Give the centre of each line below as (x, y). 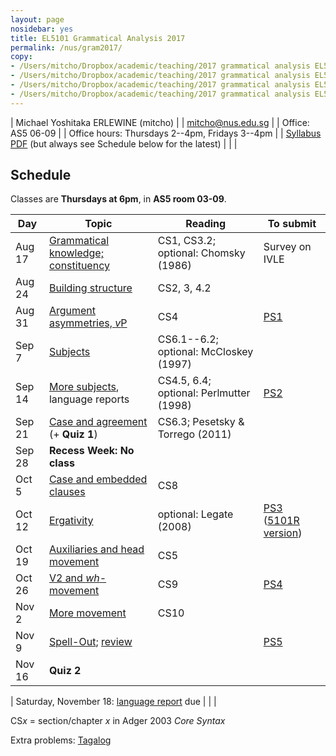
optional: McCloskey (205, 352)
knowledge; (76, 253)
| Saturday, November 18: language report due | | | (113, 702)
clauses (67, 492)
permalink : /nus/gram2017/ (66, 47)
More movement (87, 613)
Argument (72, 311)
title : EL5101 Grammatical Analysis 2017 (98, 38)
